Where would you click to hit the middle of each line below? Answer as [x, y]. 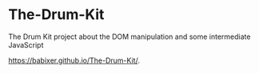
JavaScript [26, 44]
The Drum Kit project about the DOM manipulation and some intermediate [129, 36]
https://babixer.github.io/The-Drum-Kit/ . [74, 60]
